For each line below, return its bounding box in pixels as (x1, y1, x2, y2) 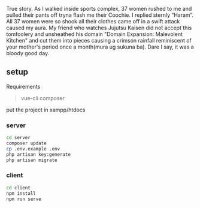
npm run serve (6, 196, 42, 202)
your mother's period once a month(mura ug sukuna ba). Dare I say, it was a (6, 43, 195, 50)
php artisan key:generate (6, 151, 71, 158)
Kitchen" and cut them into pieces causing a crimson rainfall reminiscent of (6, 37, 192, 44)
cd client (6, 185, 31, 191)
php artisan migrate (6, 157, 58, 163)
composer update (6, 140, 47, 146)
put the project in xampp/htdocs (6, 106, 86, 113)
